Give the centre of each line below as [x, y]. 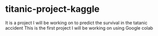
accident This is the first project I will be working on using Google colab [79, 28]
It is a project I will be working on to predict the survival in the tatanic [76, 23]
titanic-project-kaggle [52, 9]
